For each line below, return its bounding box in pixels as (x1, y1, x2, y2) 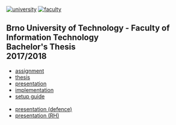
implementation (14, 86, 54, 93)
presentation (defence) (14, 105, 72, 112)
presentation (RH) (14, 112, 60, 119)
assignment (14, 67, 44, 75)
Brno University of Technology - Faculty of (6, 23, 170, 33)
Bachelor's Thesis (6, 42, 76, 52)
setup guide (14, 93, 45, 100)
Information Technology (6, 32, 99, 43)
